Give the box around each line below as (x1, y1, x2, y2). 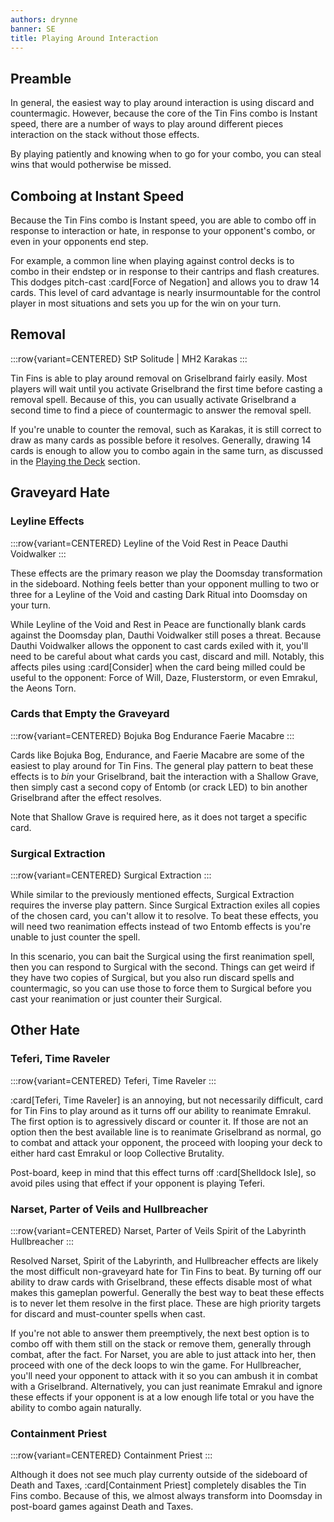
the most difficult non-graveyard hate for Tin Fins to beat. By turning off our (10, 1266, 322, 1278)
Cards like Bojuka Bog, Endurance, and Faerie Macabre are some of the (10, 749, 305, 761)
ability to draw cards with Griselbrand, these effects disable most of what (10, 1276, 312, 1288)
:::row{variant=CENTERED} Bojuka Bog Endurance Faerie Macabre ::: (10, 729, 295, 741)
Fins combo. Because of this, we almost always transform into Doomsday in (10, 1490, 323, 1502)
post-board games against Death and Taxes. (10, 1501, 194, 1513)
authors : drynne (10, 14, 78, 25)
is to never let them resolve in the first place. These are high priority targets (10, 1297, 322, 1310)
